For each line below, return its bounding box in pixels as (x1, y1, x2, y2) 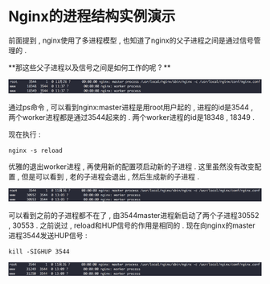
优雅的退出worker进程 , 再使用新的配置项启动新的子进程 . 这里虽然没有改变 (8, 162, 255, 171)
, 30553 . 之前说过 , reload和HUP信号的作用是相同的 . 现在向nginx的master (8, 220, 256, 230)
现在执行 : (8, 130, 41, 139)
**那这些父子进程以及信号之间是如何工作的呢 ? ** (8, 62, 171, 72)
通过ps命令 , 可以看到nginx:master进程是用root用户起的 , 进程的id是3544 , (8, 102, 253, 112)
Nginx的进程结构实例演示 (8, 7, 176, 26)
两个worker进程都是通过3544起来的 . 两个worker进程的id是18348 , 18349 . (8, 112, 256, 121)
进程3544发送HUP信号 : (8, 231, 88, 241)
